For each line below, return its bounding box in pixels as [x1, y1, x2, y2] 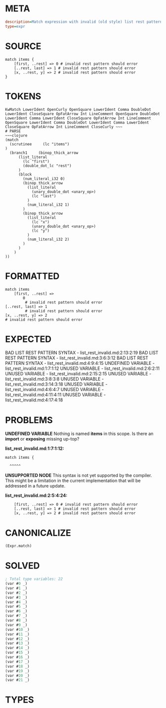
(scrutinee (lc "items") [9, 141, 70, 146]
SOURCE [5, 41, 41, 52]
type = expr [5, 24, 26, 29]
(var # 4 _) [5, 599, 28, 605]
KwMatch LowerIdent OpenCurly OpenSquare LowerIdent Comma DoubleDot [5, 107, 152, 112]
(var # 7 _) [5, 614, 28, 619]
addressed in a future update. [5, 483, 66, 489]
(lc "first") [23, 159, 50, 164]
